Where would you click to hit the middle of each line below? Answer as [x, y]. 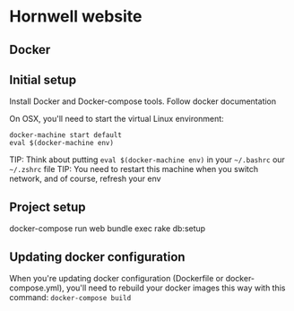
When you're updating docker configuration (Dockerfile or [117, 279]
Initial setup [43, 79]
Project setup [48, 207]
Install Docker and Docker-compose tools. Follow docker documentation [143, 101]
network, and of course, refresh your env [85, 179]
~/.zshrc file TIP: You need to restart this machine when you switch [134, 169]
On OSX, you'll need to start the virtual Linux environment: [117, 119]
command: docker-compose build [70, 298]
